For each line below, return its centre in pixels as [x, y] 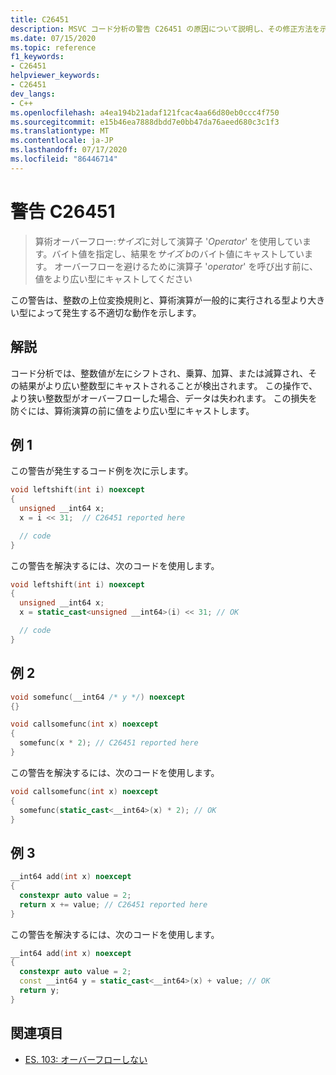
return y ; [39, 991]
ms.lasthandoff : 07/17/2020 [69, 150]
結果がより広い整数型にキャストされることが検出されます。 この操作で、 [168, 385]
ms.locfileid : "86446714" [64, 159]
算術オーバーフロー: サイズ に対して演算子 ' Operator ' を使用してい [168, 241]
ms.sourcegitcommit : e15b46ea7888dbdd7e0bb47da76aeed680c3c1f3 [145, 122]
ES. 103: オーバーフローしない [86, 1059]
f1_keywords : [37, 57]
